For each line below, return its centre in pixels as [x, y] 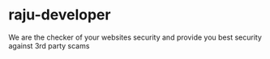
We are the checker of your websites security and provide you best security [135, 37]
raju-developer [60, 15]
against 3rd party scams [49, 45]
